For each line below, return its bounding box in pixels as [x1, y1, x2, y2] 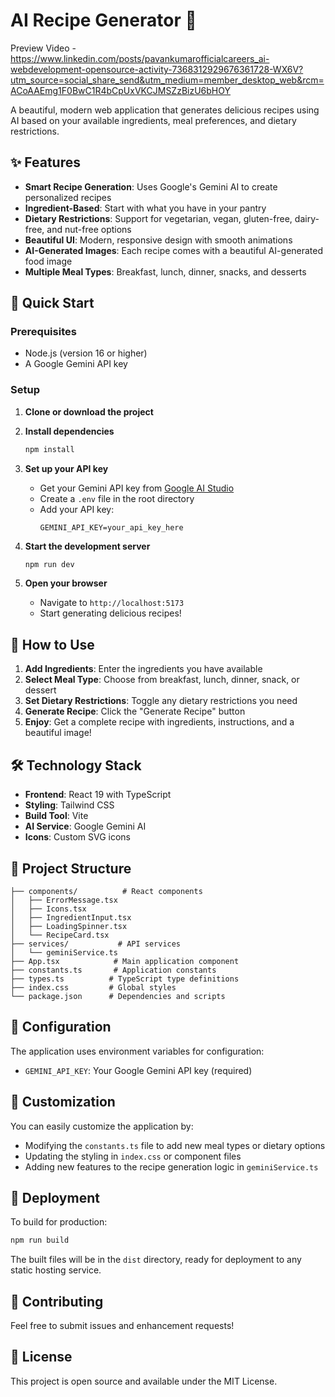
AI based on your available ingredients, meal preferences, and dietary [10, 114, 297, 126]
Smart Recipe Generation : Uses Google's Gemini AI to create [24, 180, 278, 193]
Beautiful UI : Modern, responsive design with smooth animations [24, 234, 293, 246]
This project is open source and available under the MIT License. [10, 1375, 278, 1387]
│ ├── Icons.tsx [10, 904, 87, 914]
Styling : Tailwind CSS [24, 799, 115, 811]
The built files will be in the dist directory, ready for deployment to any [10, 1254, 302, 1266]
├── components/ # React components [10, 886, 203, 896]
